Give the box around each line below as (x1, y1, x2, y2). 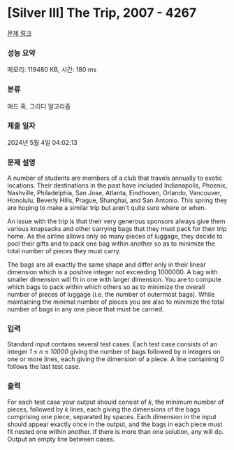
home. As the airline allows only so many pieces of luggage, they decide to (7, 232, 223, 241)
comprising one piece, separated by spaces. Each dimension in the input (7, 412, 217, 421)
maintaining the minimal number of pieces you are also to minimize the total (7, 297, 225, 306)
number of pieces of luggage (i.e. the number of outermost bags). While (7, 290, 215, 299)
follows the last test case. (7, 363, 81, 371)
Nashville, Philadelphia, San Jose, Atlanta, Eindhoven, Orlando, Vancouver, (7, 189, 222, 197)
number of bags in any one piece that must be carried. (7, 305, 164, 314)
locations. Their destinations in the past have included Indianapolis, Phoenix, (7, 181, 228, 190)
